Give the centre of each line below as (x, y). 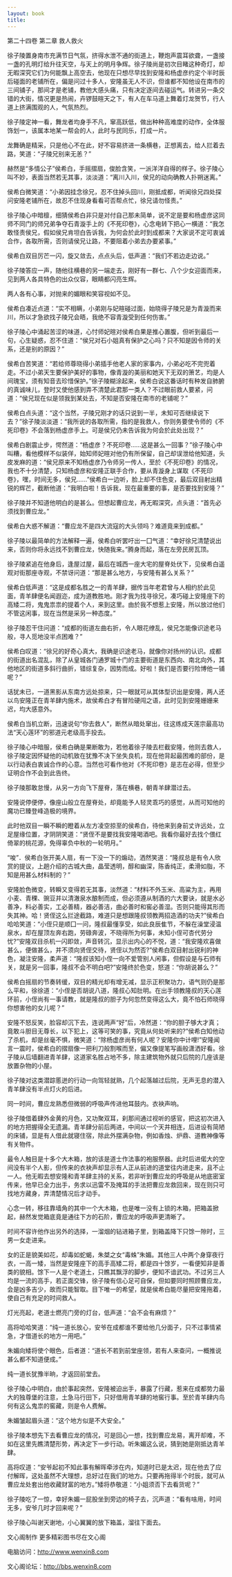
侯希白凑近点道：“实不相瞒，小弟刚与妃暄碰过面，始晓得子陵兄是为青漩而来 (115, 308)
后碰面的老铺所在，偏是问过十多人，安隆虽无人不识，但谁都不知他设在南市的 (116, 81)
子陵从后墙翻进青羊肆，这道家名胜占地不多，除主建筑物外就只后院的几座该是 (116, 1057)
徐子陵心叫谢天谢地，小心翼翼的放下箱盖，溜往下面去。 (86, 1522)
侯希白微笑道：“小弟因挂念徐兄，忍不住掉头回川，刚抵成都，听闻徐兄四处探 (115, 191)
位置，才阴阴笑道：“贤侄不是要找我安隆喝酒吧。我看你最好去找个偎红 (124, 834)
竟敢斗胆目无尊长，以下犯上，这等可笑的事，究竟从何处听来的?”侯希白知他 (113, 1031)
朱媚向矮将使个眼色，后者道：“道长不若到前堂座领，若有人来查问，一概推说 (115, 1350)
